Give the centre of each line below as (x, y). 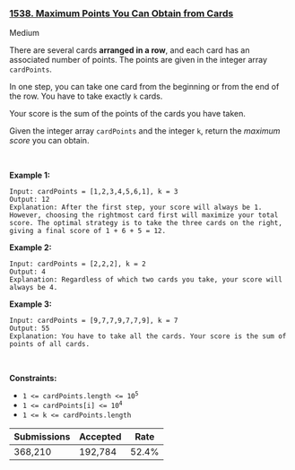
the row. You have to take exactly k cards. (86, 96)
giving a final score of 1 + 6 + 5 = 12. (88, 231)
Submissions (42, 437)
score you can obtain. (49, 141)
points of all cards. (50, 344)
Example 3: (30, 304)
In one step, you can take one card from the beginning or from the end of (144, 87)
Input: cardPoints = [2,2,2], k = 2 (78, 264)
